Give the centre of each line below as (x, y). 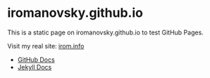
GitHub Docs (36, 59)
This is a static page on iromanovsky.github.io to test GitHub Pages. (106, 32)
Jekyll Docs (35, 67)
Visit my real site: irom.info (46, 46)
